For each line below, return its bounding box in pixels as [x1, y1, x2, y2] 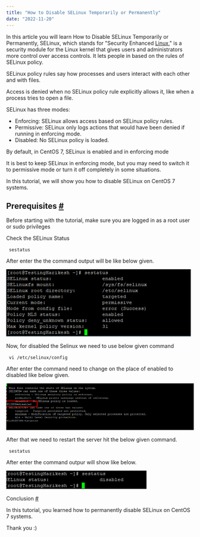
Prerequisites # [6, 200, 64, 211]
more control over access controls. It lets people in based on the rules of [6, 52, 185, 59]
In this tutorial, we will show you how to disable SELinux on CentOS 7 [6, 177, 176, 184]
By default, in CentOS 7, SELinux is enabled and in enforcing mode [6, 148, 169, 155]
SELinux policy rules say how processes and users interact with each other [6, 70, 190, 77]
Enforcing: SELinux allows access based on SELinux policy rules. [14, 117, 174, 125]
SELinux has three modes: [6, 106, 70, 113]
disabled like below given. [6, 372, 70, 379]
